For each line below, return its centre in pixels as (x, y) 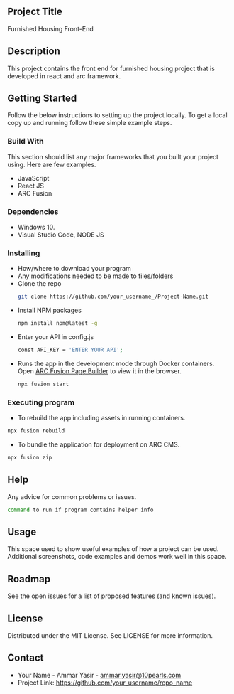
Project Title (35, 12)
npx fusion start (43, 384)
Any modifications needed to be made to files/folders (95, 276)
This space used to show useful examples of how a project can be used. (113, 549)
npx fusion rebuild (36, 431)
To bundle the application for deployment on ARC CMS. (99, 444)
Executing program (41, 402)
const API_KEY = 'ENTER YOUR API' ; (70, 350)
